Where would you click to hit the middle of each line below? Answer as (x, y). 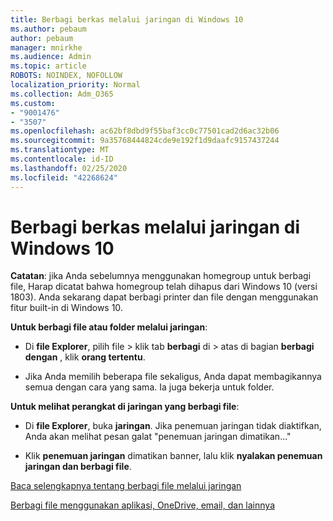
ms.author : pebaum (48, 29)
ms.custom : (33, 103)
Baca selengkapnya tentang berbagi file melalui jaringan (126, 486)
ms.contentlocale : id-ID (62, 159)
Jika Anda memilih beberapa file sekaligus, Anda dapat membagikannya (173, 377)
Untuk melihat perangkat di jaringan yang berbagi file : (125, 407)
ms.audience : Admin (51, 57)
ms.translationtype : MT (60, 150)
